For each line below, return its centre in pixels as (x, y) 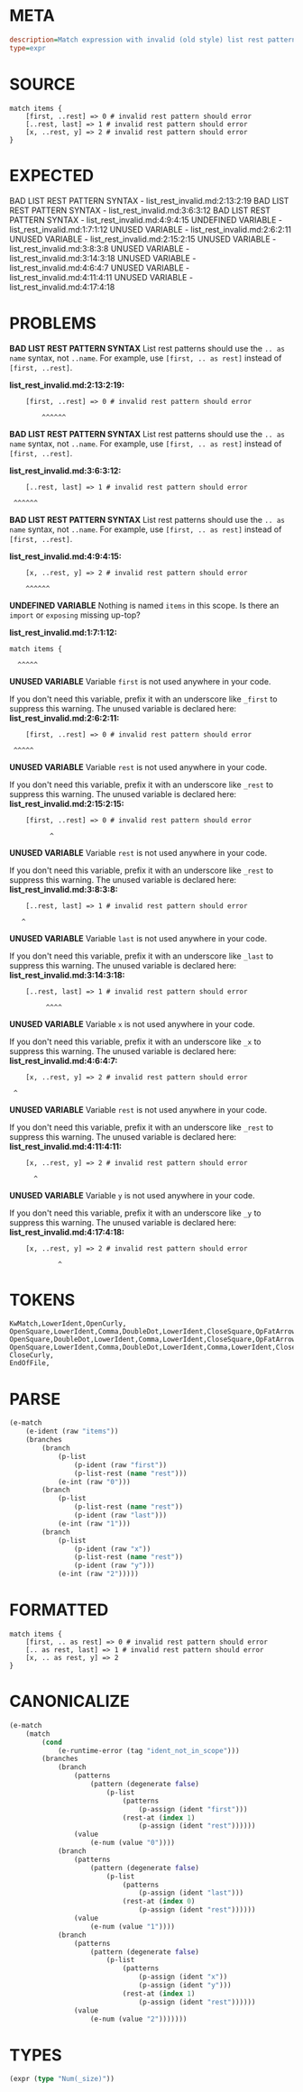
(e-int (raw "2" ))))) (98, 1574)
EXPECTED (52, 175)
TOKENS (42, 1300)
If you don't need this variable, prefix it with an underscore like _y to (135, 1213)
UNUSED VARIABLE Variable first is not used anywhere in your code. (140, 681)
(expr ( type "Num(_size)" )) (62, 2079)
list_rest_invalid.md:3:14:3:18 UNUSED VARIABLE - (103, 258)
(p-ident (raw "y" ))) (114, 1565)
